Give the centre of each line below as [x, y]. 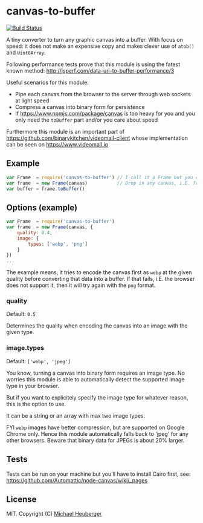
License [21, 499]
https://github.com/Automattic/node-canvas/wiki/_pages [77, 480]
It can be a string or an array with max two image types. [76, 415]
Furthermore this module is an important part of [66, 131]
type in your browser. [33, 386]
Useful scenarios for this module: [48, 82]
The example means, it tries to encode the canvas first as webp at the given [99, 272]
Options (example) [42, 207]
